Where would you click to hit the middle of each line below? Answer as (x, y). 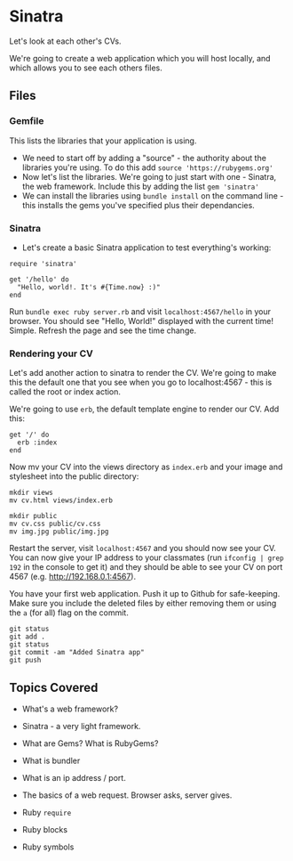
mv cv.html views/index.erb (61, 500)
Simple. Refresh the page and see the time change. (103, 330)
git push (25, 661)
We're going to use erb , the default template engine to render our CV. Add (144, 409)
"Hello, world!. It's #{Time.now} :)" (89, 287)
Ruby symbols (48, 847)
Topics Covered (54, 687)
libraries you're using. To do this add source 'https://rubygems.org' (147, 167)
